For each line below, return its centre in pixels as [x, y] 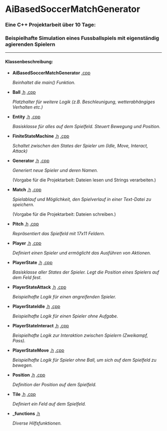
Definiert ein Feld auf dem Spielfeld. [49, 404]
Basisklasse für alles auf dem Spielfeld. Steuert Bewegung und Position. [86, 126]
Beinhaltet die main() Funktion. [44, 82]
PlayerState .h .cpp [32, 262]
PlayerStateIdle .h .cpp [36, 306]
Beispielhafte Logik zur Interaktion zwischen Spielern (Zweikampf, [80, 335]
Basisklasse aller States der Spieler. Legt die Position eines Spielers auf [86, 272]
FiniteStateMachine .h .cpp [41, 136]
